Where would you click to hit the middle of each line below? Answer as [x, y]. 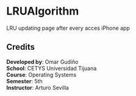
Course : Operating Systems [41, 75]
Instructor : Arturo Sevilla [38, 87]
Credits [21, 47]
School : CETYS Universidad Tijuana [52, 68]
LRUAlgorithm [43, 11]
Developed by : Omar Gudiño [42, 61]
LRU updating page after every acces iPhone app [68, 28]
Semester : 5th [24, 81]
